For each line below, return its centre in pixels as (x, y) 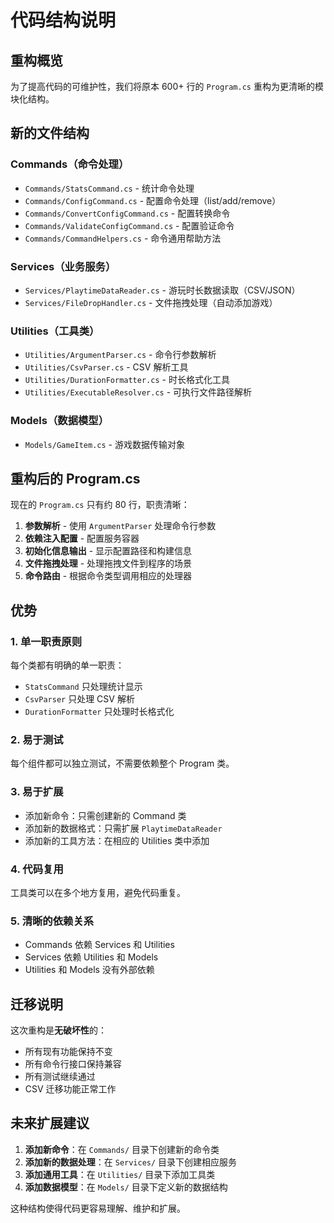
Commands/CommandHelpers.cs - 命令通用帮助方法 (123, 238)
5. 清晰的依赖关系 (52, 921)
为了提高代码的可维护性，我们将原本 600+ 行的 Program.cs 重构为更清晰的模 (167, 86)
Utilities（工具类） (55, 331)
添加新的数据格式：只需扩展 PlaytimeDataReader (123, 828)
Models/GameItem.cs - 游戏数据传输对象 (104, 444)
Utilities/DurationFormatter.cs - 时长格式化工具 (127, 380)
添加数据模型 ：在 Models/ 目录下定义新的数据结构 (126, 1187)
